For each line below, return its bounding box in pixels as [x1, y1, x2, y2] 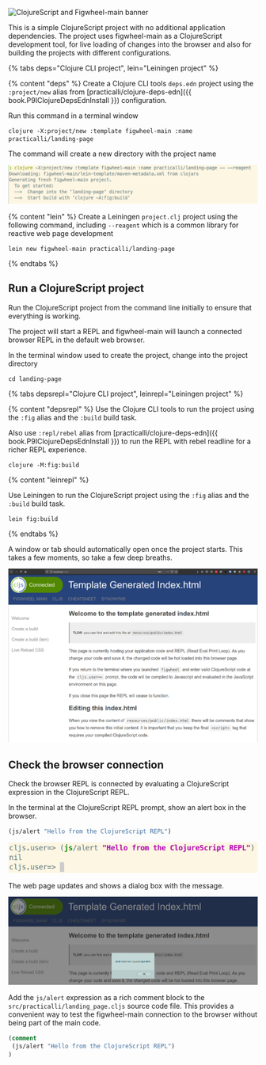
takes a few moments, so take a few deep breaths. [8, 553, 173, 562]
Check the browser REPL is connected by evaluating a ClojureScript [8, 779, 230, 789]
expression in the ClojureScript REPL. [8, 788, 130, 797]
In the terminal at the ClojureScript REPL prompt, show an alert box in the [8, 803, 247, 812]
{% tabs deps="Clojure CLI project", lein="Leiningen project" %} [8, 63, 219, 73]
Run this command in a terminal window [8, 111, 139, 120]
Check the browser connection [8, 758, 165, 771]
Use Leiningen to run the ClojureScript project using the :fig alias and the [8, 490, 249, 500]
